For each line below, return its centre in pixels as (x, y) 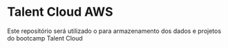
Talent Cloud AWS (60, 12)
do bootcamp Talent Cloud (45, 38)
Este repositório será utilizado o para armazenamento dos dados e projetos (114, 31)
